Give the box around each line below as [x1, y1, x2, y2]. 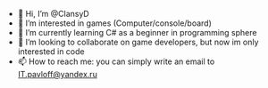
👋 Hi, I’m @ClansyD [17, 9, 89, 19]
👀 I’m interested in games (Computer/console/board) [17, 18, 213, 28]
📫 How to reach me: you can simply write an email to [17, 56, 215, 67]
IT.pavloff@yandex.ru [17, 69, 98, 79]
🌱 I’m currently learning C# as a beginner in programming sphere [17, 28, 257, 37]
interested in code [17, 46, 85, 57]
